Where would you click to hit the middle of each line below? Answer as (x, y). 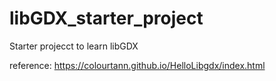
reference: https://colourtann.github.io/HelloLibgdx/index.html (137, 65)
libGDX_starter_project (106, 18)
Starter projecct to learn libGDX (74, 46)
